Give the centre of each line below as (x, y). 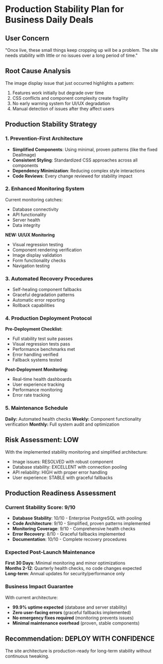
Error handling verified (35, 354)
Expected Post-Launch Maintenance (50, 552)
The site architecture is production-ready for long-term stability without (78, 651)
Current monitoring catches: (34, 199)
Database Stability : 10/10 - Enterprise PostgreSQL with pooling (77, 518)
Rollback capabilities (33, 306)
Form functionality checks (39, 260)
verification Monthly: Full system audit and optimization (62, 424)
